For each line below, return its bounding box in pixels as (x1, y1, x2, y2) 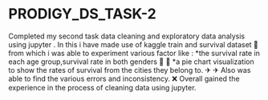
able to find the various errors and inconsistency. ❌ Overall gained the (8, 74, 240, 83)
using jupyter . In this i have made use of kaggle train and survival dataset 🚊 (8, 39, 259, 49)
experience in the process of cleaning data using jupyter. (8, 82, 197, 92)
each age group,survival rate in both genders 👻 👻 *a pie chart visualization (8, 57, 254, 66)
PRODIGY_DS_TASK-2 (8, 5, 156, 23)
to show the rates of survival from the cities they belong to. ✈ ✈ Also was (8, 65, 251, 74)
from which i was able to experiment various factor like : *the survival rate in (8, 48, 261, 58)
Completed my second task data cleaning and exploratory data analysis (8, 31, 246, 41)
